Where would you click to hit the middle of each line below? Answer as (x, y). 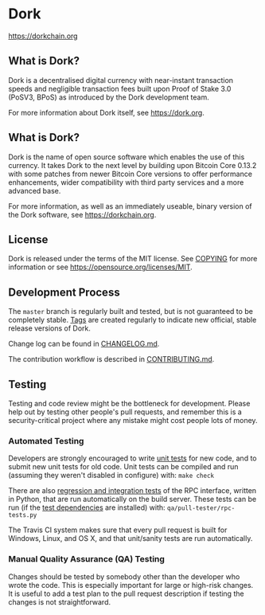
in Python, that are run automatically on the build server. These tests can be (132, 499)
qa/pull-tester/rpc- (201, 508)
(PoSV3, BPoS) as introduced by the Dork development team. (109, 97)
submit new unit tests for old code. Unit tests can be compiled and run (123, 467)
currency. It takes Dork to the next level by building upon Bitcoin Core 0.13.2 (132, 165)
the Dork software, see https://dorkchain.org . (82, 214)
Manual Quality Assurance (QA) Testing (87, 559)
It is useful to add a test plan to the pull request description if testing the (126, 593)
